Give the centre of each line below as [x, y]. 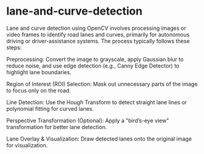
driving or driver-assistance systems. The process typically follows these [98, 41]
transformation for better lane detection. [57, 127]
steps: [14, 47]
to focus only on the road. [39, 90]
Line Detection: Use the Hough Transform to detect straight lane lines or [97, 102]
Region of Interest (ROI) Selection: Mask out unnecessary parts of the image [102, 84]
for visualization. [27, 145]
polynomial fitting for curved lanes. [50, 108]
